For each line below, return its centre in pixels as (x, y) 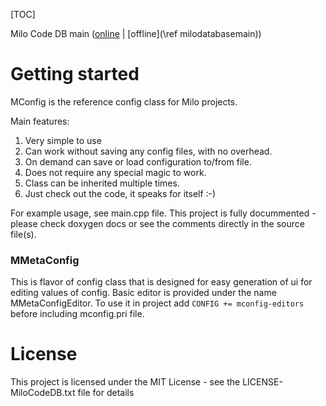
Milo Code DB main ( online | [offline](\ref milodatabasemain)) (136, 33)
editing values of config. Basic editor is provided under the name (143, 293)
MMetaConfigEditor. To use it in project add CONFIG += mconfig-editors (157, 303)
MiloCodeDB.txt (43, 393)
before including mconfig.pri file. (77, 314)
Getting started (75, 74)
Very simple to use (63, 140)
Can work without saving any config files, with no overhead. (148, 151)
